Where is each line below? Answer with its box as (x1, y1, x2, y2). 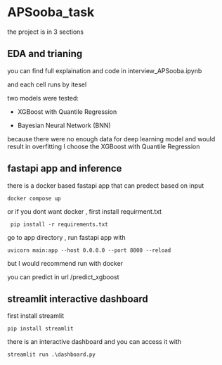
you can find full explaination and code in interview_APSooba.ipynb (7, 66, 202, 75)
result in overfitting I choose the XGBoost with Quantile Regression (7, 142, 200, 151)
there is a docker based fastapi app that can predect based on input (7, 181, 204, 190)
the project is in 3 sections (7, 27, 84, 36)
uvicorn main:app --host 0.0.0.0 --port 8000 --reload (7, 247, 171, 254)
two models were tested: (7, 94, 79, 102)
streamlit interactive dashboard (7, 293, 149, 305)
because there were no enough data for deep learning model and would (7, 134, 216, 143)
